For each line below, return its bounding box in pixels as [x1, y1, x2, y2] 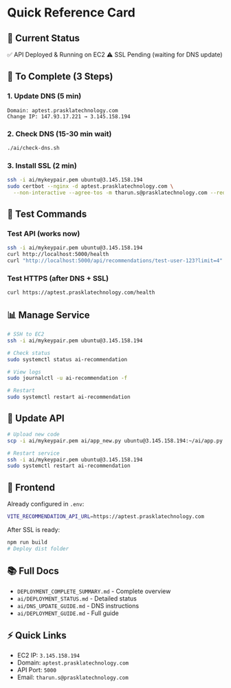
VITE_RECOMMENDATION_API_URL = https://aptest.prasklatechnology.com [7, 513, 205, 520]
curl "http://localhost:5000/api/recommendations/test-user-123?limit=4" [7, 257, 223, 264]
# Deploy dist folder [7, 545, 69, 552]
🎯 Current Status [7, 32, 80, 44]
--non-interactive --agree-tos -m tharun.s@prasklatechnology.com [13, 189, 208, 196]
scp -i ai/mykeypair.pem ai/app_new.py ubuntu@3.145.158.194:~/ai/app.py [7, 437, 223, 444]
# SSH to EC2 [7, 331, 45, 338]
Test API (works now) [7, 229, 80, 239]
